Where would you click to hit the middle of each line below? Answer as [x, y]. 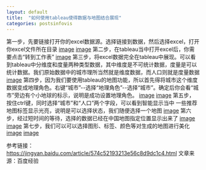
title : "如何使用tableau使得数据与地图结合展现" [64, 18]
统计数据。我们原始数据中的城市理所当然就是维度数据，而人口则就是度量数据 [103, 72]
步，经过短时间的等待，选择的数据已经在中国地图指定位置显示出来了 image [101, 118]
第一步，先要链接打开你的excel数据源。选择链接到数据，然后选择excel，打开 [103, 42]
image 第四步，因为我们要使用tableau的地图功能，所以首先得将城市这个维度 [102, 80]
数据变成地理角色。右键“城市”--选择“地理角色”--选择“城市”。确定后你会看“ [100, 88]
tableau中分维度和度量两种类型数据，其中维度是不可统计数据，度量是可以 [104, 64]
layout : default [27, 12]
